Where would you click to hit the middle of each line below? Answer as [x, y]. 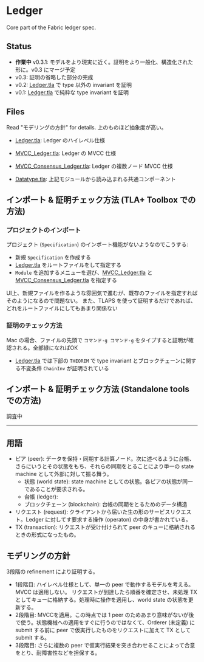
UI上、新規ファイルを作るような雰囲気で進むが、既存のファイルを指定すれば [102, 293]
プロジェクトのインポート [44, 230]
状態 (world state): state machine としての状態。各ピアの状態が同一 [108, 481]
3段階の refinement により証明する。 [52, 571]
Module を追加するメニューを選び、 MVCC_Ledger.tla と [84, 273]
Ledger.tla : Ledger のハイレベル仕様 [60, 140]
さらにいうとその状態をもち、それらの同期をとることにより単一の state [104, 466]
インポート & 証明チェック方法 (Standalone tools [98, 389]
